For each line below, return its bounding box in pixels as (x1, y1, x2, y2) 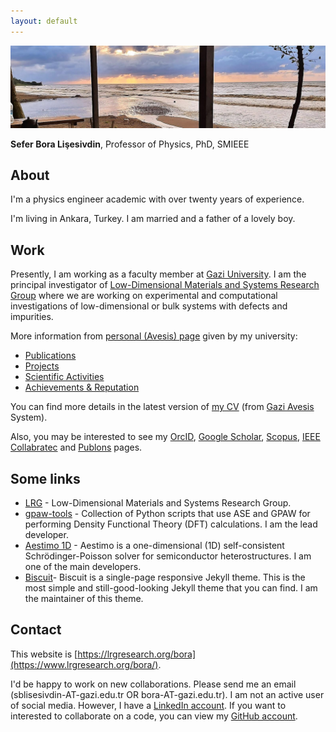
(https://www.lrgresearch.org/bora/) (10, 658, 159, 670)
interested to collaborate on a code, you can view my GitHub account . (10, 710, 298, 722)
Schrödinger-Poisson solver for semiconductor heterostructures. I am (24, 550, 312, 562)
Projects (24, 360, 60, 372)
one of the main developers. (24, 560, 142, 572)
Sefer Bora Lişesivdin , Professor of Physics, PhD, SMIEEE (10, 138, 250, 150)
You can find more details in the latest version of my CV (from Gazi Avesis (10, 401, 315, 413)
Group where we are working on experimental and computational (10, 290, 278, 302)
